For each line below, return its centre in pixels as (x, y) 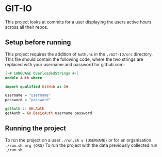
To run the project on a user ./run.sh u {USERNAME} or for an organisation (78, 140)
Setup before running (38, 43)
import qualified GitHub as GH (37, 87)
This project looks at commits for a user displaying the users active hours (78, 22)
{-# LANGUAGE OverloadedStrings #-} (42, 73)
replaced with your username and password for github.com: (65, 64)
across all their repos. (27, 27)
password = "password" (28, 100)
